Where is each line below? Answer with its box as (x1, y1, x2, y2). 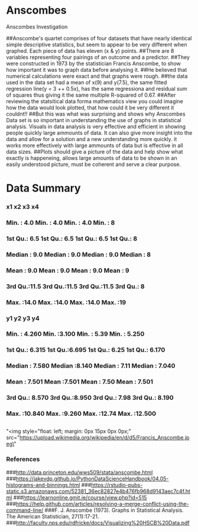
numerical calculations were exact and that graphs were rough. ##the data (6, 72, 188, 79)
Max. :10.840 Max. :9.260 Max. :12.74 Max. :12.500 (6, 410, 157, 418)
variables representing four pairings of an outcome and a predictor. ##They (6, 53, 190, 60)
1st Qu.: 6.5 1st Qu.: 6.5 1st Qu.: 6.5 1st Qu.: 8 (6, 234, 138, 243)
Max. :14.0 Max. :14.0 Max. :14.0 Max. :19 (6, 298, 126, 306)
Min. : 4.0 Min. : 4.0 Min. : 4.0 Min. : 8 (6, 218, 115, 227)
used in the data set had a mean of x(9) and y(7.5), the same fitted (6, 78, 167, 86)
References (6, 455, 40, 463)
